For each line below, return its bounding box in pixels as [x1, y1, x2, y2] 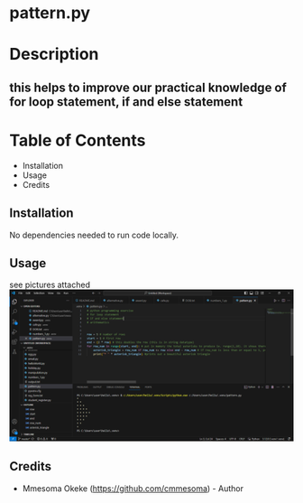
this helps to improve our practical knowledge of [9, 79, 287, 95]
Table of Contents [9, 130, 146, 151]
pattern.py [9, 3, 91, 23]
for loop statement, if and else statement [9, 94, 243, 109]
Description [9, 44, 99, 65]
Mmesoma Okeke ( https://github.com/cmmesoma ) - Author [22, 482, 243, 494]
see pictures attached [9, 279, 90, 291]
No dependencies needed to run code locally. [9, 229, 179, 240]
